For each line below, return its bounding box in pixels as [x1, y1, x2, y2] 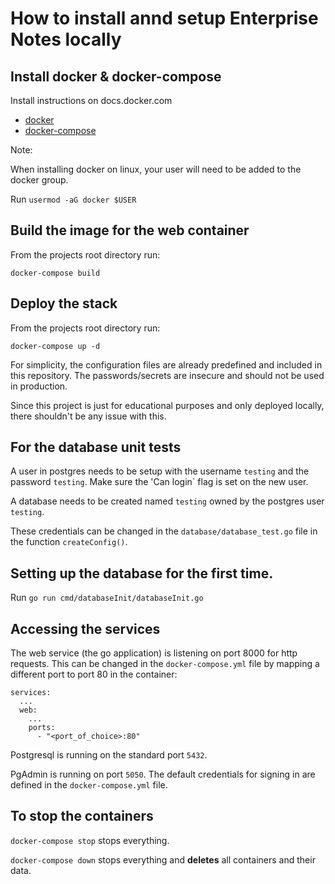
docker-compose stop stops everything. [10, 834, 170, 846]
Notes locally [10, 28, 122, 51]
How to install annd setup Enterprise [10, 7, 319, 30]
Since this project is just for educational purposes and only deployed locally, [10, 399, 325, 411]
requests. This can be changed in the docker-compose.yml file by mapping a [10, 658, 320, 670]
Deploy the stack [10, 295, 118, 312]
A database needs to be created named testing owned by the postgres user [10, 495, 325, 507]
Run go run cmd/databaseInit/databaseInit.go [10, 592, 204, 604]
